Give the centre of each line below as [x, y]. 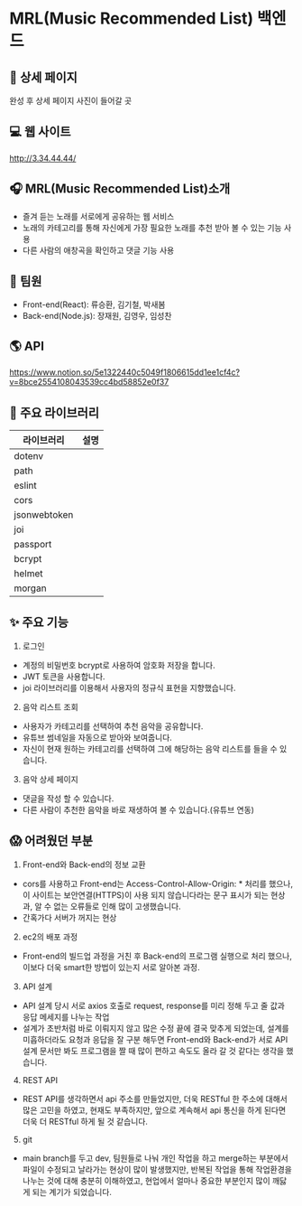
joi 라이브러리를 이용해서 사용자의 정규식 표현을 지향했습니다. [129, 687]
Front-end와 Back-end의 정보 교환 [84, 865]
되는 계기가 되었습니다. [72, 1192]
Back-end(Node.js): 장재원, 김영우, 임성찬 [97, 316]
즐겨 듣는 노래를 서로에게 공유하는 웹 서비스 [98, 216]
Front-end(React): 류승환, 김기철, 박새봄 [94, 304]
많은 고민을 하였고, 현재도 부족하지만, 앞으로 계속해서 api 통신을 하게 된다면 [154, 1110]
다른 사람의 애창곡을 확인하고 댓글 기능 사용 [98, 250]
